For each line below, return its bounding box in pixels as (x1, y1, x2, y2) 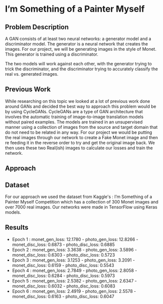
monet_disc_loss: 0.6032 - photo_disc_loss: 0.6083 (12, 283, 115, 289)
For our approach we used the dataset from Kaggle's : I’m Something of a (5, 194, 152, 200)
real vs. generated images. (5, 71, 58, 77)
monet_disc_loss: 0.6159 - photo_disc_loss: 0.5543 (12, 262, 114, 268)
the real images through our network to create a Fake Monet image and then (5, 134, 158, 140)
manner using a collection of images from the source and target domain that (5, 124, 158, 130)
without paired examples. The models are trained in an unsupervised (5, 119, 143, 125)
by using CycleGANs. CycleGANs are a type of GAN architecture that (5, 108, 143, 114)
